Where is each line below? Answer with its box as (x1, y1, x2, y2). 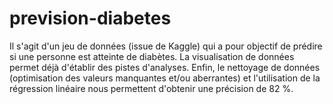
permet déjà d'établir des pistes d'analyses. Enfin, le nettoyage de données (9, 61, 321, 73)
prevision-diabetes (9, 7, 172, 30)
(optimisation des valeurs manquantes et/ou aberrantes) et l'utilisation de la (9, 72, 321, 84)
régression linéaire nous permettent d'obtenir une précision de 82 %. (9, 82, 294, 94)
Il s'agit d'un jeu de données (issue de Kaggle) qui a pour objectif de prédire (9, 40, 323, 52)
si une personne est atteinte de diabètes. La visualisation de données (9, 50, 295, 62)
